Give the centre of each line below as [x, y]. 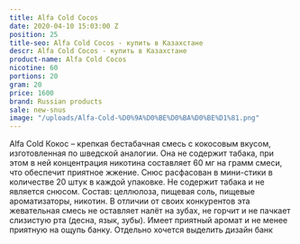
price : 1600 [32, 93]
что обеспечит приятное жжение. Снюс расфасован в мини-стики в [141, 173]
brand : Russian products [56, 101]
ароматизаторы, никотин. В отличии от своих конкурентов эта [130, 201]
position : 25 [34, 34]
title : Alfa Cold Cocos [54, 18]
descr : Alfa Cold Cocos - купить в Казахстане [98, 51]
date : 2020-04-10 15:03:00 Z [64, 26]
